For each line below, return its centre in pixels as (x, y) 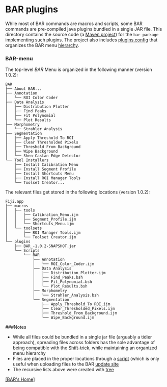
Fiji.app (15, 202)
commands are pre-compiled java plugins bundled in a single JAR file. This (84, 29)
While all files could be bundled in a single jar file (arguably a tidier (82, 337)
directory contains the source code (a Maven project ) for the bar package (82, 34)
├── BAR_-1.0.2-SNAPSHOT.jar (45, 246)
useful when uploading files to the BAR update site (66, 364)
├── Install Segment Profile (45, 170)
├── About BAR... (24, 89)
